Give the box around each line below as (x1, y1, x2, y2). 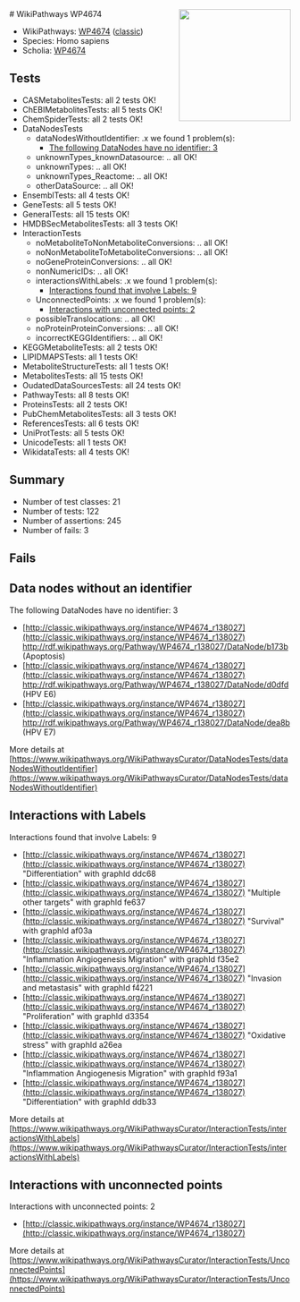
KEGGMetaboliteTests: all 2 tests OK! (21, 342, 158, 353)
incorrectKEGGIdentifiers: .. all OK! (35, 332, 163, 343)
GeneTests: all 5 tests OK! (21, 199, 117, 209)
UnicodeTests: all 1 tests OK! (21, 437, 127, 447)
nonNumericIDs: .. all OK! (35, 266, 129, 277)
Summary (9, 472, 65, 488)
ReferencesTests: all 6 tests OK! (21, 418, 140, 429)
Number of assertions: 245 (21, 515, 122, 526)
